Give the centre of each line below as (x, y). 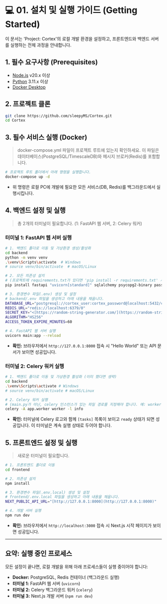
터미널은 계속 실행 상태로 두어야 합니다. (74, 425)
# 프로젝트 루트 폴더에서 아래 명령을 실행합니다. (48, 172)
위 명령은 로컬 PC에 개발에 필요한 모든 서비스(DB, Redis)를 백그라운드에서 (84, 187)
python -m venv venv (27, 258)
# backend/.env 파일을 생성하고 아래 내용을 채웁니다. (55, 299)
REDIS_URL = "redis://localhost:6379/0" (45, 308)
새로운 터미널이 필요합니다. (43, 456)
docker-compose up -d (28, 177)
